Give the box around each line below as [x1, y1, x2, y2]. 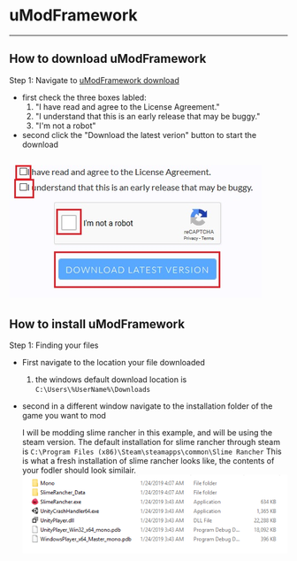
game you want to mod [21, 410, 106, 420]
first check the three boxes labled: [21, 92, 148, 103]
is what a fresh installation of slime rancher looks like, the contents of [21, 455, 275, 465]
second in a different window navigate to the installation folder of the [21, 400, 273, 411]
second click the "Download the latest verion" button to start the [21, 129, 257, 140]
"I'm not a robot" [34, 120, 96, 131]
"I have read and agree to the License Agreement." [34, 101, 220, 111]
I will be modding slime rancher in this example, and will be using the [21, 427, 272, 438]
